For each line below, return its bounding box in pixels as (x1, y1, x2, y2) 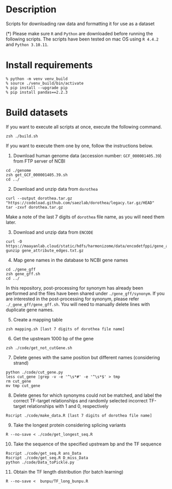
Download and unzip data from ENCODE (13, 229, 93, 235)
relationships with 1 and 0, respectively (27, 403, 109, 409)
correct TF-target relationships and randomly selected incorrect (13, 397, 148, 403)
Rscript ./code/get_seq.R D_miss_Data (6, 455, 88, 460)
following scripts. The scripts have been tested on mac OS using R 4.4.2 (6, 36, 159, 42)
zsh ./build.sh (6, 133, 38, 139)
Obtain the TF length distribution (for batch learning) (13, 468, 124, 475)
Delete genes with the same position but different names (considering (13, 354, 160, 360)
